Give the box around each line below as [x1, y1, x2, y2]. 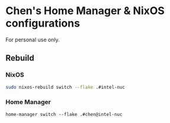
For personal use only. [5, 36, 60, 43]
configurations [5, 16, 81, 30]
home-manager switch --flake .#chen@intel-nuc [5, 111, 123, 117]
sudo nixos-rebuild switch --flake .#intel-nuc [5, 84, 126, 90]
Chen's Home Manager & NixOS [5, 4, 165, 18]
